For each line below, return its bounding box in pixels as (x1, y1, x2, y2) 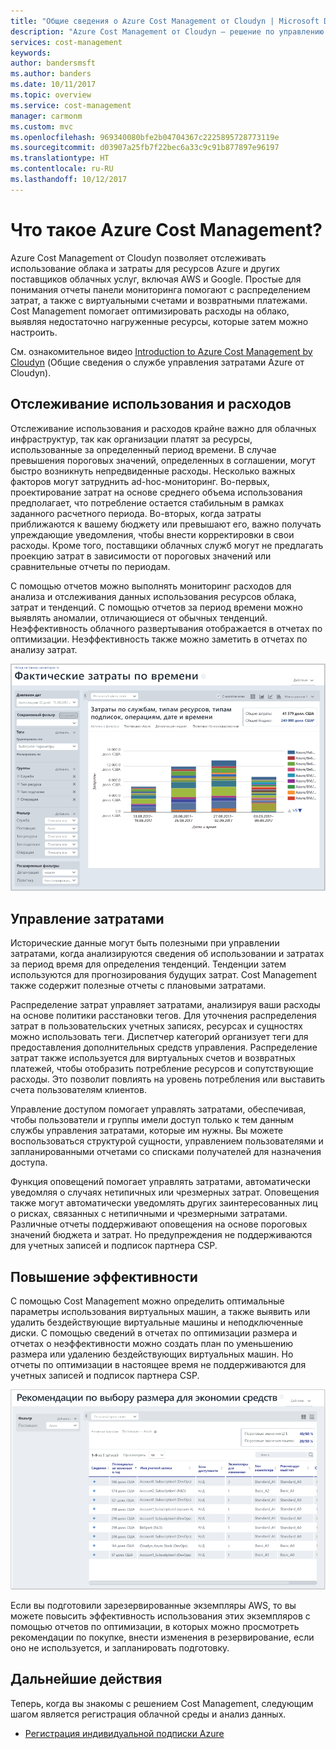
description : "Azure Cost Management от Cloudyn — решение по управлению (10, 26, 325, 37)
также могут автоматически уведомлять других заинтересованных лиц (10, 1197, 318, 1209)
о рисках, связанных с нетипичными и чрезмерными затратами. (10, 1208, 288, 1220)
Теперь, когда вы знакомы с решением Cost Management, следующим (10, 1697, 314, 1709)
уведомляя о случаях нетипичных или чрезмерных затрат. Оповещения (10, 1186, 320, 1199)
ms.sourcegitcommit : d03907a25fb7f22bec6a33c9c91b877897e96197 (10, 143, 280, 153)
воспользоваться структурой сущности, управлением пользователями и (10, 1135, 324, 1147)
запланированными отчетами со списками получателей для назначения (10, 1146, 322, 1158)
